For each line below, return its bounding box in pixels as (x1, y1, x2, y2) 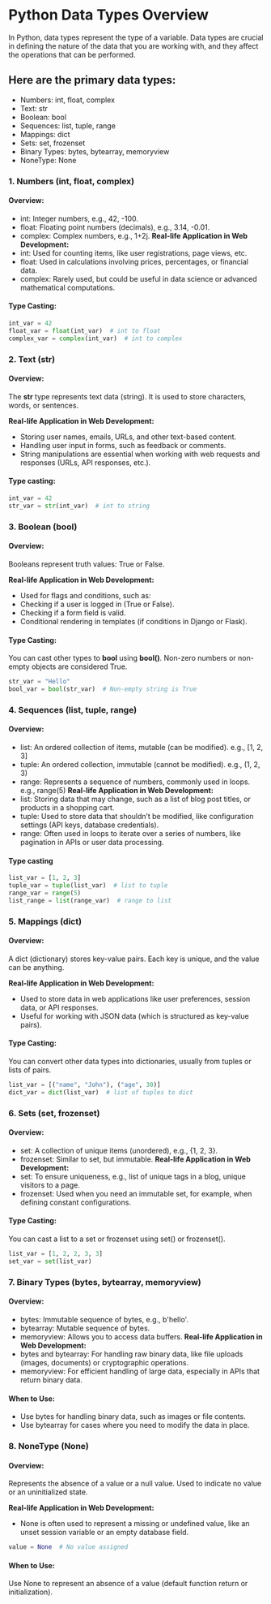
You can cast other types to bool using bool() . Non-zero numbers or (8, 653, 236, 663)
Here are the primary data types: (8, 73, 176, 87)
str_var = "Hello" (8, 678, 70, 686)
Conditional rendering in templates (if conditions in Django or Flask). (19, 616, 248, 626)
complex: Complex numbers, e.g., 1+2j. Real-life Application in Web (19, 231, 248, 240)
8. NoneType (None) (8, 1441, 89, 1452)
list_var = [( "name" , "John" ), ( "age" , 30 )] (8, 1081, 161, 1089)
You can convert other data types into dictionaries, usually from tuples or (8, 1057, 252, 1067)
